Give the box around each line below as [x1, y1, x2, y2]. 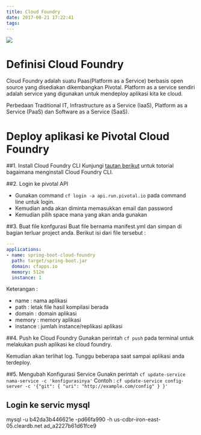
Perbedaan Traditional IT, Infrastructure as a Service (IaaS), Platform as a [6, 102, 188, 109]
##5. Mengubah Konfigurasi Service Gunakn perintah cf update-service [6, 370, 186, 378]
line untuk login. [14, 198, 55, 206]
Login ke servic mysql [6, 399, 90, 410]
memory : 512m [11, 269, 45, 275]
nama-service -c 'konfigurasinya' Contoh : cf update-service [6, 377, 162, 384]
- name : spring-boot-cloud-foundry [6, 252, 96, 258]
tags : [6, 20, 20, 26]
